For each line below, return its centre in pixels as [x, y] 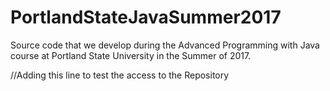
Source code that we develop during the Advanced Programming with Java [165, 45]
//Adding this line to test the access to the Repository [120, 75]
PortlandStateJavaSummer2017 [146, 17]
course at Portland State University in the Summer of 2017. [131, 55]
